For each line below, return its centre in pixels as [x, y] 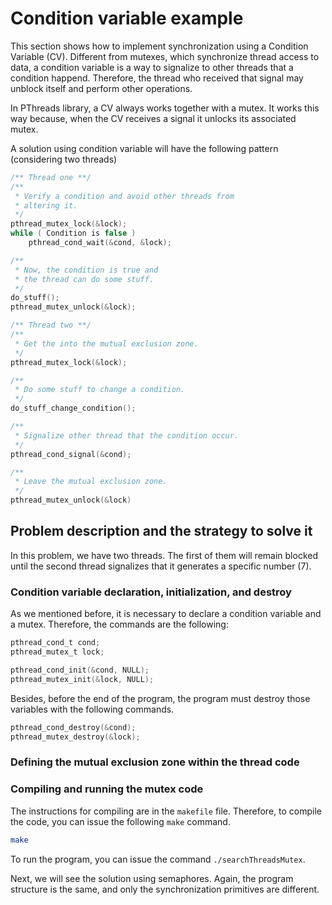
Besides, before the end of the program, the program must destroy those [160, 698]
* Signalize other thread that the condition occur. [127, 435]
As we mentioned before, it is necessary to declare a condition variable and [166, 614]
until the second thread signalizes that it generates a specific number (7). [161, 566]
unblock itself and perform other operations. [101, 88]
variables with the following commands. [92, 709]
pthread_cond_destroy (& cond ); [73, 727]
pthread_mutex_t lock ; [57, 652]
